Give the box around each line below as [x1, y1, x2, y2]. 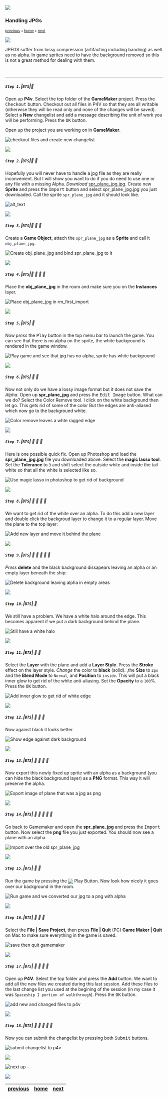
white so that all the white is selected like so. [5, 467, 97, 473]
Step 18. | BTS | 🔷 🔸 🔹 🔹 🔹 [5, 1022, 53, 1028]
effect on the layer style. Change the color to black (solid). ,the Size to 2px [5, 667, 158, 673]
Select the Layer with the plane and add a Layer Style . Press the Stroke [5, 661, 153, 668]
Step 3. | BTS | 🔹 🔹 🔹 [5, 222, 42, 228]
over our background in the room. [5, 883, 74, 889]
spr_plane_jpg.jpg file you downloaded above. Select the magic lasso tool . [5, 456, 161, 462]
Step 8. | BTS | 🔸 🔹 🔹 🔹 [5, 497, 47, 504]
